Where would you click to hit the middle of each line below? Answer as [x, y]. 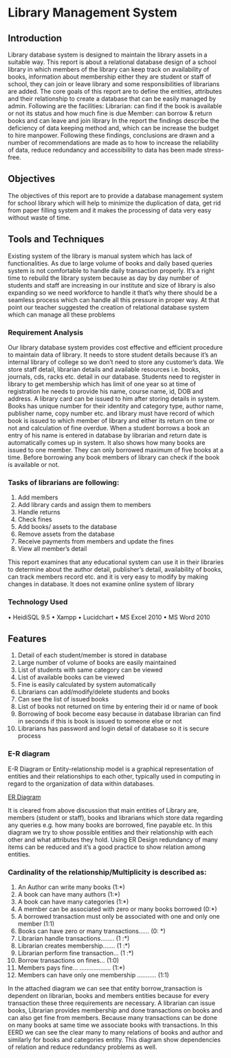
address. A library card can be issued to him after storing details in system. [114, 399]
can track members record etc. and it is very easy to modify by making [108, 577]
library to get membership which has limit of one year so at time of [102, 383]
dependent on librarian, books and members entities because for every [109, 995]
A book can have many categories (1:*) [73, 901]
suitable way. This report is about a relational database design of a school [112, 62]
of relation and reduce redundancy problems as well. [82, 1047]
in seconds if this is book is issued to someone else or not [100, 721]
